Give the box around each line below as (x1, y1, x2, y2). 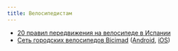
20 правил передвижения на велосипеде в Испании (16, 29, 171, 37)
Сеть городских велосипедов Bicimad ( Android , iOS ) (16, 35, 170, 44)
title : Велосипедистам (7, 10, 72, 17)
